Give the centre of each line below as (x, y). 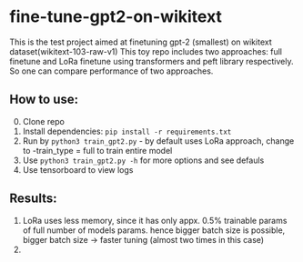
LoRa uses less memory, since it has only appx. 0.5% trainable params (155, 220)
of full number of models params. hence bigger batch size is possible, (154, 230)
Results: (33, 199)
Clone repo (44, 121)
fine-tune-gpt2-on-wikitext (116, 17)
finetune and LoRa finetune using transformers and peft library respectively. (151, 61)
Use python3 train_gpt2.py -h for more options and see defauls (143, 160)
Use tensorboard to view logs (78, 169)
